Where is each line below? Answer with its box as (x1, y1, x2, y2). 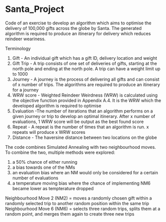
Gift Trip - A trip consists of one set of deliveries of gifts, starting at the (12, 60, 157, 66)
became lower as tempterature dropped (12, 185, 94, 191)
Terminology (5, 45, 31, 51)
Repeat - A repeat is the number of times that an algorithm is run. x (12, 123, 149, 130)
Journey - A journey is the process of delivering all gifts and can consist (12, 76, 160, 82)
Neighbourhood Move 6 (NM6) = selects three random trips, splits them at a (5, 206, 161, 212)
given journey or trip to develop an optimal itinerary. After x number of (12, 113, 156, 119)
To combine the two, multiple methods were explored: (5, 149, 115, 155)
